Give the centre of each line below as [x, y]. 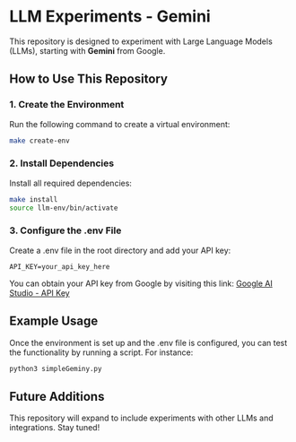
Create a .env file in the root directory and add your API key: [120, 250]
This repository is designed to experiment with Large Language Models [141, 41]
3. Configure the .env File [65, 230]
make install [34, 199]
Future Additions [57, 396]
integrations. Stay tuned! [55, 428]
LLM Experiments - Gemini [110, 17]
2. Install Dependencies [62, 163]
